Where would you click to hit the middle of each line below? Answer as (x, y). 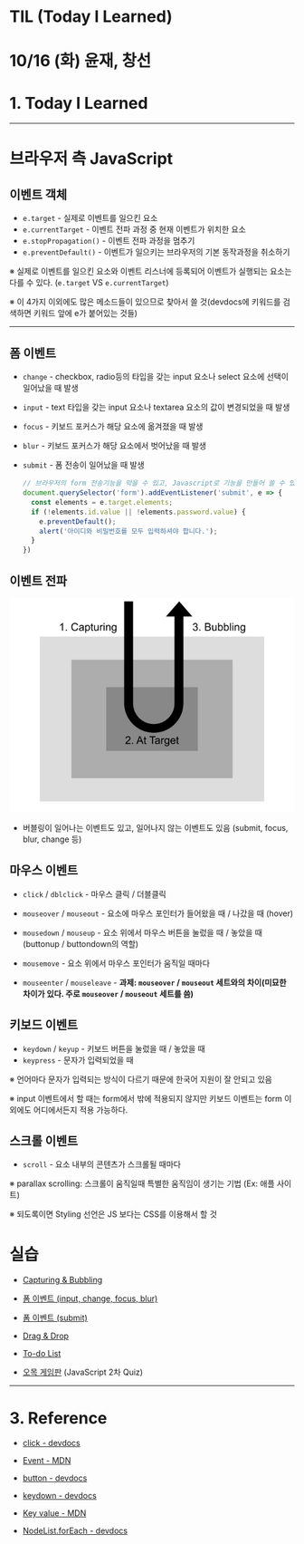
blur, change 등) (52, 839)
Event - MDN (47, 1461)
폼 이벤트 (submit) (55, 1318)
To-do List (42, 1354)
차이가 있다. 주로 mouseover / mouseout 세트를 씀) (108, 993)
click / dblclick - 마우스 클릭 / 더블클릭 (94, 893)
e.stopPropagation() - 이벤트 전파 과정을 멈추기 (109, 241)
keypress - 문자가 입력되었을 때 (78, 1060)
